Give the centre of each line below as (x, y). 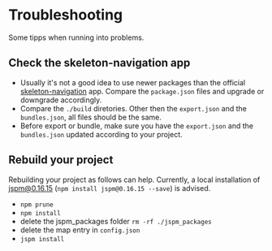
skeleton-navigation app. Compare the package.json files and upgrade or (142, 91)
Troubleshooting (66, 15)
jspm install (42, 239)
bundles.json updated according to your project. (101, 134)
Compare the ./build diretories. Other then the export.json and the (134, 108)
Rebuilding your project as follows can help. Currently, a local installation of (134, 180)
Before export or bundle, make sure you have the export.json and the (137, 125)
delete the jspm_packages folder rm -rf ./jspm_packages (116, 221)
